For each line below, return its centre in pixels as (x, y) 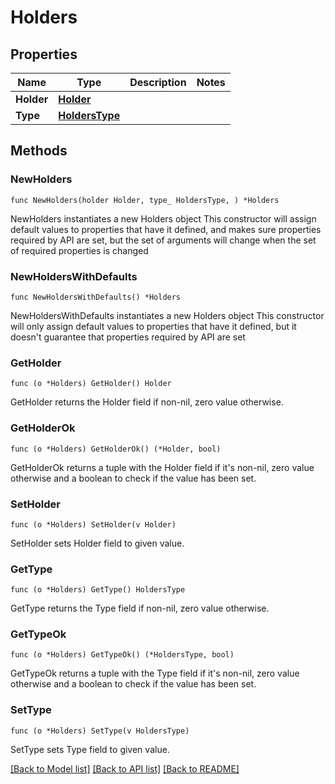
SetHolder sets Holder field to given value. (97, 543)
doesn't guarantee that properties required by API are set (128, 337)
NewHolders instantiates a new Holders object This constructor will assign (163, 218)
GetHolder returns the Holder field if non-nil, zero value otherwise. (147, 402)
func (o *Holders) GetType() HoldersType (98, 590)
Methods (39, 151)
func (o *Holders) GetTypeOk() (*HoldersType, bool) (122, 655)
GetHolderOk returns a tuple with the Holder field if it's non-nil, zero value (162, 467)
